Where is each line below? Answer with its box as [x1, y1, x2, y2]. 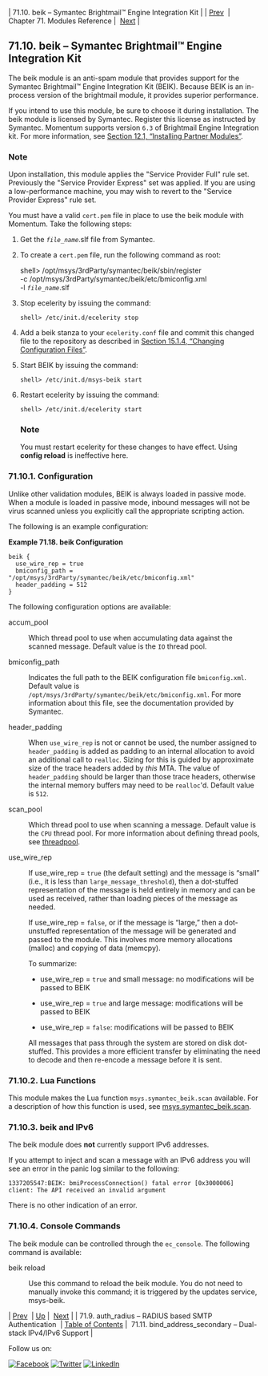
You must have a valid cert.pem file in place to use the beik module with [8, 211, 244, 221]
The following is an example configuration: [8, 521, 149, 531]
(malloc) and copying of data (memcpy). [28, 943, 162, 953]
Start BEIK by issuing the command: [19, 361, 138, 370]
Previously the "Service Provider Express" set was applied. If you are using [8, 178, 256, 188]
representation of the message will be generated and [61, 926, 237, 936]
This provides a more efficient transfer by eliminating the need [55, 1046, 261, 1056]
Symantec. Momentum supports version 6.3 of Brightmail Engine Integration [8, 123, 259, 132]
